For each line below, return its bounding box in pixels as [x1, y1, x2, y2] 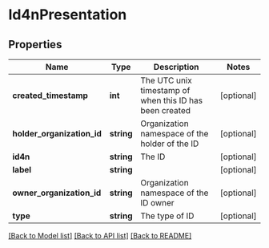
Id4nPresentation [8, 6, 127, 24]
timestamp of [140, 85, 191, 96]
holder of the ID [140, 138, 199, 149]
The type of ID [140, 210, 195, 222]
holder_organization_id [12, 128, 102, 139]
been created [140, 105, 191, 116]
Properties [8, 38, 62, 51]
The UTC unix [140, 75, 192, 86]
